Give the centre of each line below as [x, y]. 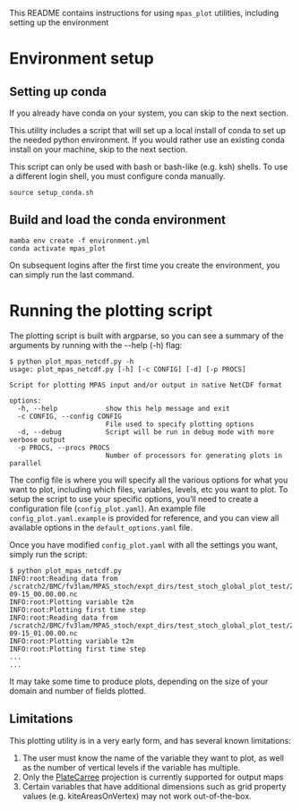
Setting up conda [58, 92]
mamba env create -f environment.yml [80, 241]
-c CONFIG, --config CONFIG [70, 416]
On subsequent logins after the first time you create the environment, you [145, 265]
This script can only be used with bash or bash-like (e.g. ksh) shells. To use [149, 166]
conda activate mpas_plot [57, 248]
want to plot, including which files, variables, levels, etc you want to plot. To [149, 489]
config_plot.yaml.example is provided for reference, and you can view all [144, 517]
